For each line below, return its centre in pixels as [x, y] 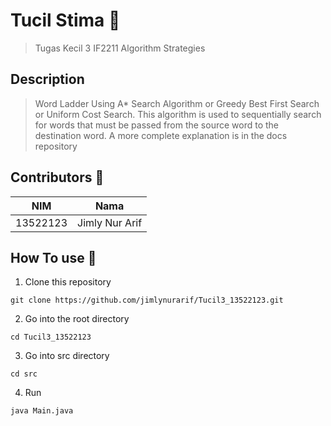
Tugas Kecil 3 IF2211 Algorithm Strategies [120, 48]
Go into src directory [67, 356]
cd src [24, 374]
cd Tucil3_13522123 [51, 337]
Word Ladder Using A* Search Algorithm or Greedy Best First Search [177, 103]
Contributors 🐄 [57, 177]
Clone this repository [68, 282]
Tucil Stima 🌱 [65, 20]
